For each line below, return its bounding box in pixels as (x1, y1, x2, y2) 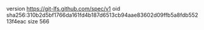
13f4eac (6, 18, 26, 25)
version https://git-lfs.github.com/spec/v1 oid (6, 5, 121, 12)
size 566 (27, 18, 50, 25)
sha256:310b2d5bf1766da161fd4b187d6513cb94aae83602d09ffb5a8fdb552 (6, 11, 198, 19)
